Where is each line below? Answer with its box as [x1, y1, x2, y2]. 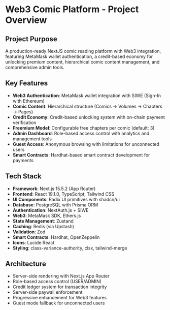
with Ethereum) [12, 98, 45, 104]
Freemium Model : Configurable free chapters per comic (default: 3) [12, 125, 155, 131]
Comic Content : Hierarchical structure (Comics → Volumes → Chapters [12, 103, 162, 109]
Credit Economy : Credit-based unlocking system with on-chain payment [12, 114, 165, 120]
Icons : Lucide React [12, 239, 55, 245]
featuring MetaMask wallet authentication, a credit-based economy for [5, 53, 153, 59]
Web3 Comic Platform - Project [5, 4, 139, 15]
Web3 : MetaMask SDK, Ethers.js [12, 212, 81, 219]
